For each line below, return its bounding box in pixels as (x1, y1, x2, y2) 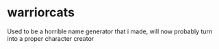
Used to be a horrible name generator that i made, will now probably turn (7, 27, 213, 35)
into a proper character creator (7, 34, 94, 42)
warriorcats (7, 5, 75, 20)
